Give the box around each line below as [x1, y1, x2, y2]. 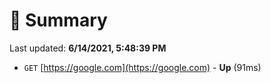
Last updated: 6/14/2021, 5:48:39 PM [9, 42, 167, 54]
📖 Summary [9, 9, 108, 32]
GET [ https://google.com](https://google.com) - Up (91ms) [23, 61, 262, 73]
